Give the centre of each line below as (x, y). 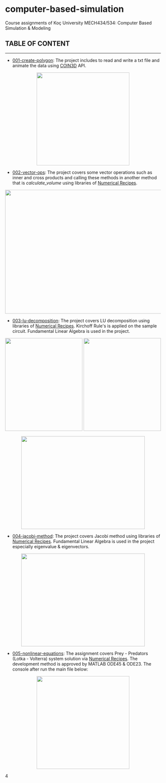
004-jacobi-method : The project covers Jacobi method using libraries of (86, 536)
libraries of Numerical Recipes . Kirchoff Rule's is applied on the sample (84, 326)
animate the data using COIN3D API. (49, 65)
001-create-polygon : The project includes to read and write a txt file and (86, 60)
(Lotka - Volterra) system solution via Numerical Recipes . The (75, 658)
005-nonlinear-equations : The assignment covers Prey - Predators (80, 653)
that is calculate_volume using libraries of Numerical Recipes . (75, 183)
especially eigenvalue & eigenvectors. (51, 546)
